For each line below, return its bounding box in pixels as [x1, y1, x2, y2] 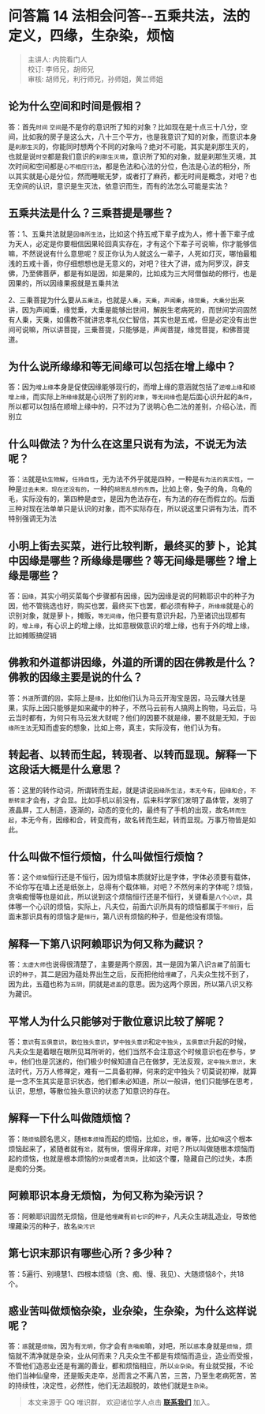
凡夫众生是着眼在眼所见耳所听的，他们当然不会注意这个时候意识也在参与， [8, 1047, 250, 1057]
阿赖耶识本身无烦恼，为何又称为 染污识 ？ [8, 1189, 205, 1203]
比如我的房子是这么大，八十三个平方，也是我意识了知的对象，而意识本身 [21, 132, 257, 141]
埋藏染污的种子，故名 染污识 [8, 1221, 95, 1231]
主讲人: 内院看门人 [27, 54, 88, 64]
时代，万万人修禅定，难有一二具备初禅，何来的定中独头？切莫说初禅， [14, 1067, 243, 1076]
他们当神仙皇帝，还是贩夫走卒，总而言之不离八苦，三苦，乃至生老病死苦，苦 [8, 1371, 257, 1381]
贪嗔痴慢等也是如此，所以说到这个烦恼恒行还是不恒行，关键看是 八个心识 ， [8, 892, 246, 902]
